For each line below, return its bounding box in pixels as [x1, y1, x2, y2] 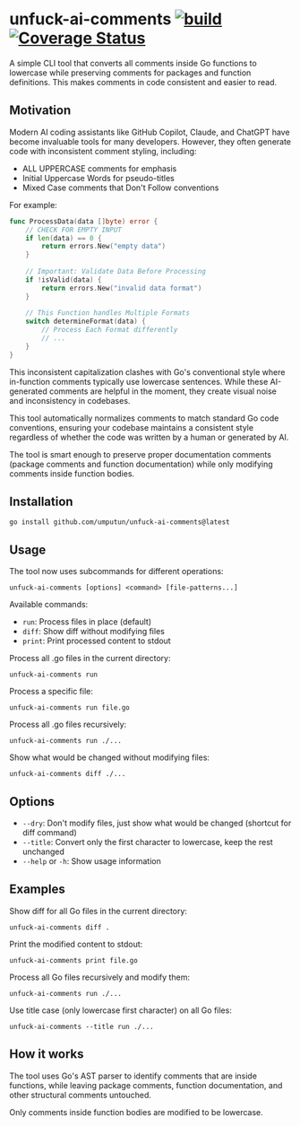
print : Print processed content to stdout [21, 635, 172, 646]
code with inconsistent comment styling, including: [9, 145, 197, 156]
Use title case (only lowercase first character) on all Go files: [9, 1005, 233, 1016]
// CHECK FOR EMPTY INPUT [25, 225, 123, 234]
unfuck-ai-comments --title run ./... [9, 1022, 154, 1031]
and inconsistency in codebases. [9, 395, 131, 406]
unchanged [21, 846, 65, 857]
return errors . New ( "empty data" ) [41, 242, 167, 251]
